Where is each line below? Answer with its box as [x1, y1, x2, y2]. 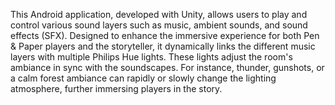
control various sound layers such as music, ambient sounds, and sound [10, 19, 308, 31]
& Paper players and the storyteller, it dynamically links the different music [10, 40, 316, 52]
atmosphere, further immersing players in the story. [10, 83, 223, 94]
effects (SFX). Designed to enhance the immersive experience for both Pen [10, 30, 320, 41]
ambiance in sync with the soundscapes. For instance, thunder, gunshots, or [10, 62, 325, 73]
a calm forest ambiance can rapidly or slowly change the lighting [10, 72, 277, 84]
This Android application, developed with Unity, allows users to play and [10, 9, 308, 20]
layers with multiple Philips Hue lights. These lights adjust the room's [10, 51, 293, 63]
